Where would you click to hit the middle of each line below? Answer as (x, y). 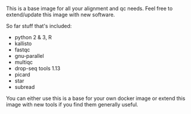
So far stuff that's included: (39, 26)
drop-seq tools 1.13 (37, 68)
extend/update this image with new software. (61, 15)
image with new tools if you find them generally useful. (72, 104)
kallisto (23, 44)
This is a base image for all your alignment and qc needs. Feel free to (89, 8)
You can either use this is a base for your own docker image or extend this (96, 98)
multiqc (24, 62)
